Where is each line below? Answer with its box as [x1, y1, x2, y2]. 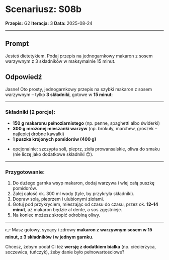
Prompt [5, 39, 29, 48]
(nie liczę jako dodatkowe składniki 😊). [12, 151, 94, 157]
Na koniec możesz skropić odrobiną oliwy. [12, 212, 101, 218]
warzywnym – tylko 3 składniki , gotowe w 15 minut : [5, 92, 113, 98]
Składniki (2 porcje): [5, 109, 56, 116]
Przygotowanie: [5, 168, 45, 176]
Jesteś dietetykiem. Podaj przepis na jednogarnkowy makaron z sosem [5, 53, 153, 59]
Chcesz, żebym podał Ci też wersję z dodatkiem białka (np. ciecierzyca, [5, 244, 156, 250]
